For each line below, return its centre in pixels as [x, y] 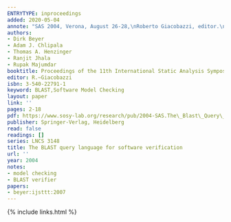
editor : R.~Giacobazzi [40, 77]
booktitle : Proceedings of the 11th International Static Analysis [106, 71]
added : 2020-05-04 [33, 20]
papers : [18, 186]
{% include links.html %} [42, 212]
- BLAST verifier [32, 179]
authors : [20, 33]
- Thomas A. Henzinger [40, 52]
